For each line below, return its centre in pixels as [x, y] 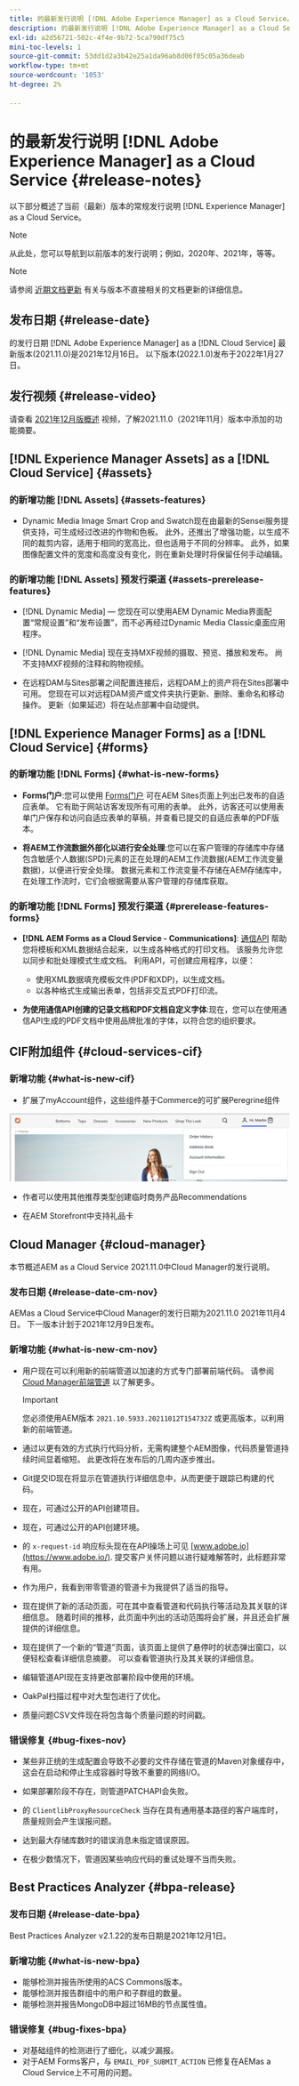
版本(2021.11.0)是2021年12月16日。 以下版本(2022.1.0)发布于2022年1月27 [150, 354]
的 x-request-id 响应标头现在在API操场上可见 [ [108, 1546]
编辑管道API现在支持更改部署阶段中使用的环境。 [110, 1677]
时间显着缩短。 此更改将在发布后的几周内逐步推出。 [125, 1459]
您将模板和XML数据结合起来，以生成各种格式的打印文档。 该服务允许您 [152, 950]
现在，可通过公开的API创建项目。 [83, 1508]
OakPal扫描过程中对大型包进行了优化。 [94, 1695]
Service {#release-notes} [106, 180]
